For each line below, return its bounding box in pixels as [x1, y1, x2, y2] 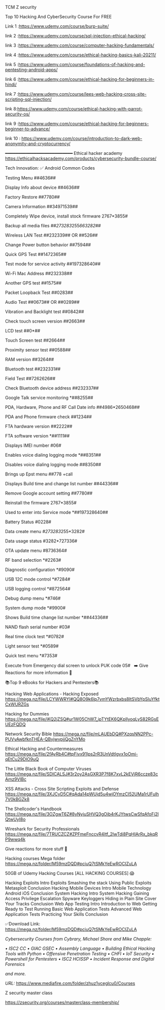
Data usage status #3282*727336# [5, 538, 77, 544]
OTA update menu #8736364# [5, 547, 67, 553]
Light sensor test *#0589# [5, 643, 59, 649]
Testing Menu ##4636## [5, 175, 56, 180]
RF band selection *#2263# [5, 557, 62, 563]
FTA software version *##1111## [5, 433, 70, 438]
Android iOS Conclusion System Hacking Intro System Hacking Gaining [5, 890, 149, 896]
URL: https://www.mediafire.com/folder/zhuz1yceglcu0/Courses [5, 980, 135, 986]
